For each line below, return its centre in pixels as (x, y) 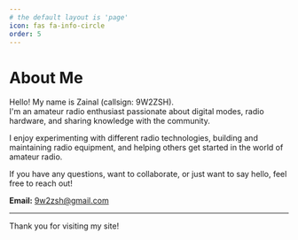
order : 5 (25, 34)
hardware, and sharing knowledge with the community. (110, 121)
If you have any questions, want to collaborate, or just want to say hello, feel (148, 174)
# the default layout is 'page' (69, 17)
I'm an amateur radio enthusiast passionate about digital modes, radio (137, 112)
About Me (46, 77)
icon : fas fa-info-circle (57, 26)
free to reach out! (41, 183)
